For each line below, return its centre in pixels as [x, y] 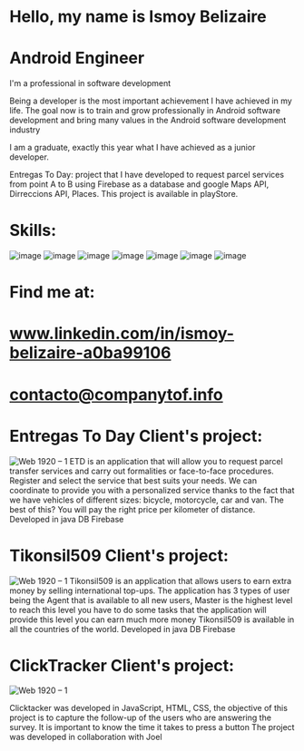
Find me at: [52, 293]
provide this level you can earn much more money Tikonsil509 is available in [152, 619]
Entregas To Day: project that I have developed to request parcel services [147, 175]
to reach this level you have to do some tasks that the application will [138, 610]
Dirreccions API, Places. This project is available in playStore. [124, 194]
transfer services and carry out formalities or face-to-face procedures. [142, 471]
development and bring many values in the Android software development [148, 121]
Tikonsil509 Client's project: [119, 556]
